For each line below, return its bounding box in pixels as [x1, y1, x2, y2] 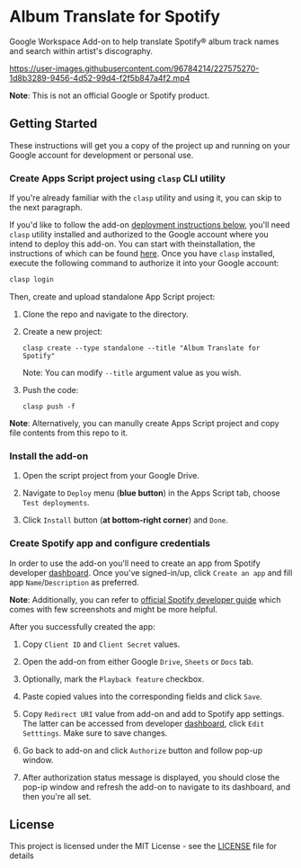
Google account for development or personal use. [9, 149, 194, 160]
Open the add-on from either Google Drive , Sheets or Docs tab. [22, 656, 254, 667]
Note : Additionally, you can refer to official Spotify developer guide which [9, 594, 281, 604]
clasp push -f [22, 402, 75, 411]
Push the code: [22, 384, 79, 395]
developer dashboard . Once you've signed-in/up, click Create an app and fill [9, 567, 293, 577]
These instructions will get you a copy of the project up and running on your [9, 139, 290, 150]
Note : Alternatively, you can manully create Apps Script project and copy [9, 417, 280, 428]
